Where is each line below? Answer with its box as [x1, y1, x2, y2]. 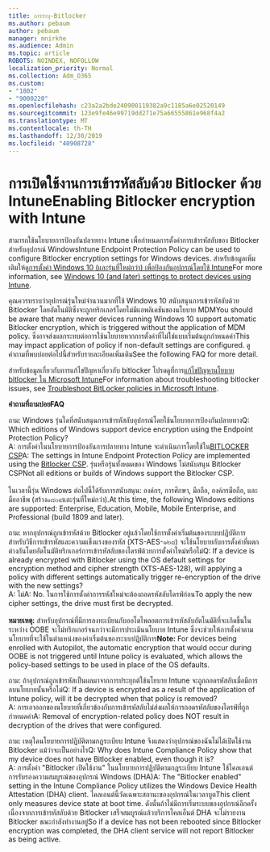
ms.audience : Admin [8, 42, 74, 50]
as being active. [8, 834, 61, 844]
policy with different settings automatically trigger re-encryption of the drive [8, 572, 261, 582]
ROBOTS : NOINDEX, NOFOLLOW [8, 57, 99, 65]
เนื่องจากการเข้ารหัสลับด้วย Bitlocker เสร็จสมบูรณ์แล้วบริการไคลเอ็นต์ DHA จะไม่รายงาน [8, 808, 246, 817]
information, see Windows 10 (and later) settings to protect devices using [8, 272, 251, 282]
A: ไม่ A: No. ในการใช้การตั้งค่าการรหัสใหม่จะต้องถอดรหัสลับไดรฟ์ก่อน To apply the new [8, 590, 252, 599]
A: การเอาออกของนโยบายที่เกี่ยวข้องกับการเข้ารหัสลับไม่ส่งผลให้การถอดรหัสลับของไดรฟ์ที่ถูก [8, 703, 250, 712]
